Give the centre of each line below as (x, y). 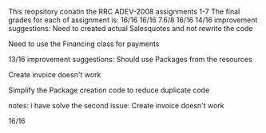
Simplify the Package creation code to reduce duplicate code (109, 90)
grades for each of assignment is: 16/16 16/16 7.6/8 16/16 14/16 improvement (133, 20)
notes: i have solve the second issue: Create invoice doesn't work (116, 106)
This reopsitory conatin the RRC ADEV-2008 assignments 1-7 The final (124, 12)
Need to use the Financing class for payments (84, 44)
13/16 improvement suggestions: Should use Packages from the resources (131, 59)
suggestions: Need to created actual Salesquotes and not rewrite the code (131, 28)
